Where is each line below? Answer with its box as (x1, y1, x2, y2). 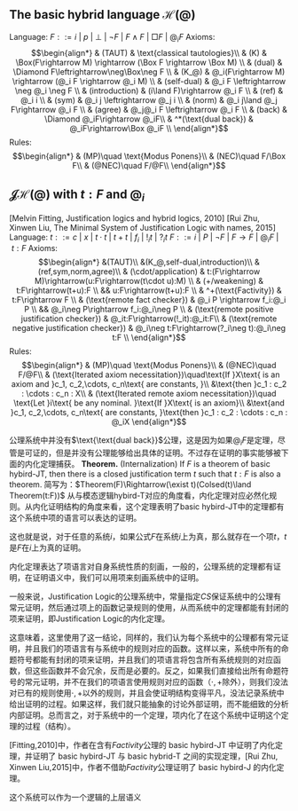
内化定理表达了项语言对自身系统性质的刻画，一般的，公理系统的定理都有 (9, 562, 273, 572)
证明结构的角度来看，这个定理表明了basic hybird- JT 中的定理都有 (47, 501, 285, 512)
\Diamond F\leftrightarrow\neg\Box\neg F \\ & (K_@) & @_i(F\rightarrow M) (12, 66, 286, 77)
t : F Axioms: (11, 243, 58, 254)
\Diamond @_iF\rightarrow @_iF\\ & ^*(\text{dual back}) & (43, 114, 255, 124)
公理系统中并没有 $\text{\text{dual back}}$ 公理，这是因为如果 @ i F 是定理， (9, 435, 278, 448)
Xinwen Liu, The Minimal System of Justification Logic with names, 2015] (9, 222, 277, 232)
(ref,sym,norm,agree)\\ (37, 266, 122, 277)
